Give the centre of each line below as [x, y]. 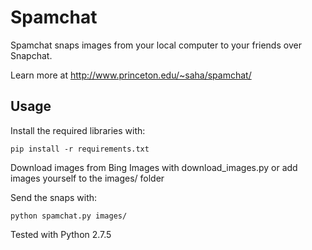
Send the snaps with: [54, 197]
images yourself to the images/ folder [87, 178]
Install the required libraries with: [78, 130]
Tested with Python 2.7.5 [61, 234]
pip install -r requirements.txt [80, 149]
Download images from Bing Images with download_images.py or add [154, 167]
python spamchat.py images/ [69, 216]
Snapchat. [31, 55]
